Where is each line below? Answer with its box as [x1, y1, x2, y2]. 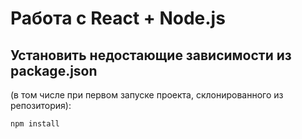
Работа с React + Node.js [10, 7, 226, 30]
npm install [10, 119, 60, 129]
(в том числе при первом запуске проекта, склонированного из [10, 89, 284, 101]
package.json [10, 62, 98, 79]
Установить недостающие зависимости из [10, 47, 292, 64]
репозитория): [10, 100, 72, 111]
